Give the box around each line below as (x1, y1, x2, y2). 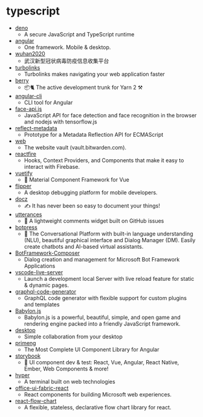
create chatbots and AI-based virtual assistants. (24, 243, 144, 250)
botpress (14, 223, 37, 231)
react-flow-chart (14, 397, 57, 404)
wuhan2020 (14, 50, 45, 57)
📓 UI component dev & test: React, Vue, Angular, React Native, (24, 358, 179, 366)
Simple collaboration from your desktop (24, 333, 123, 340)
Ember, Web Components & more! (24, 365, 109, 372)
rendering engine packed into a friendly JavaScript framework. (24, 320, 181, 327)
